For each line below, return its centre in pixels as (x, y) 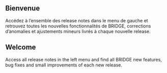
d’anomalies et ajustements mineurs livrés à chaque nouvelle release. (78, 31)
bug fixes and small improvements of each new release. (64, 65)
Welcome (21, 47)
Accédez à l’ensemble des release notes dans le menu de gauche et (77, 20)
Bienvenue (23, 8)
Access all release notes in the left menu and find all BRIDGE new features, (83, 59)
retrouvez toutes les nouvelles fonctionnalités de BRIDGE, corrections (78, 26)
